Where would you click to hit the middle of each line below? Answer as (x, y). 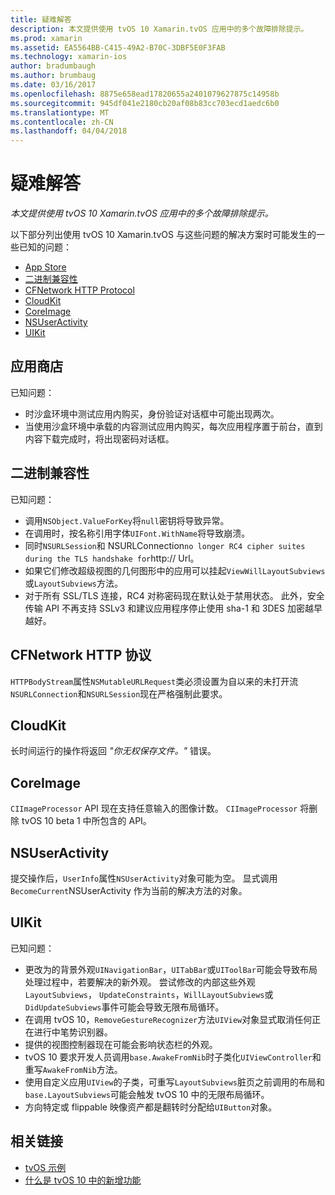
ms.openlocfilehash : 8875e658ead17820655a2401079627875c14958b (145, 94)
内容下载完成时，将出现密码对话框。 (99, 438)
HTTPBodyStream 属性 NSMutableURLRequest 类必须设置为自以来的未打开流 (154, 681)
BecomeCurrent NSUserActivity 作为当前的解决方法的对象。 (129, 890)
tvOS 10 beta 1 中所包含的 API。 (86, 821)
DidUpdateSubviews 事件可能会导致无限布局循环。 (124, 1007)
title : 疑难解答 (41, 19)
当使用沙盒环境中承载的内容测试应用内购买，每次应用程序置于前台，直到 (173, 426)
